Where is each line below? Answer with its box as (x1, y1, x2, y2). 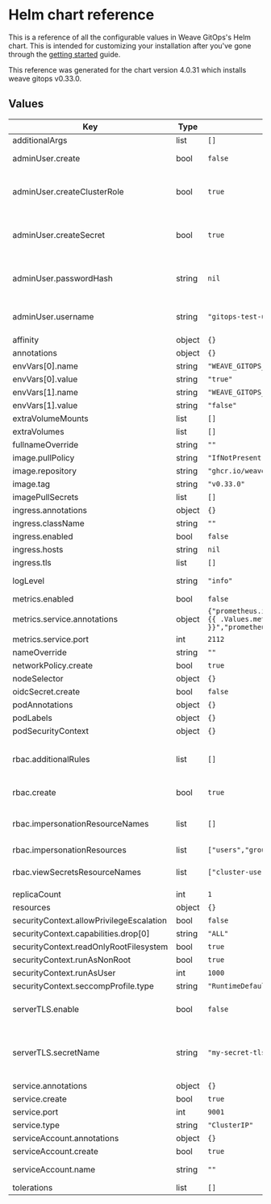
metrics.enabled (12, 593, 74, 604)
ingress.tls (12, 556, 52, 568)
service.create (12, 1093, 67, 1104)
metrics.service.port (12, 633, 90, 644)
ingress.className (12, 518, 85, 529)
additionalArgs (12, 135, 68, 146)
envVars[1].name (12, 386, 79, 398)
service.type (12, 1119, 60, 1131)
